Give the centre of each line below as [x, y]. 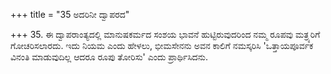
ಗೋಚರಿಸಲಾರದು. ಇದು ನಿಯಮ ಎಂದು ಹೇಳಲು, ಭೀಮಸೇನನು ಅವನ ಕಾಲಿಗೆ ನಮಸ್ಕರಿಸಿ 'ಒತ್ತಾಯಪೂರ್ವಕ [162, 45]
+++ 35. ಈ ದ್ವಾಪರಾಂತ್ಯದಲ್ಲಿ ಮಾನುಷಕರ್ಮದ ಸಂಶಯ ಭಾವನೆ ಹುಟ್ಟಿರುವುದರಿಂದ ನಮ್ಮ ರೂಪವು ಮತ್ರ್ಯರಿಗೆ [165, 34]
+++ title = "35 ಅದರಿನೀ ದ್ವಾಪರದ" [70, 14]
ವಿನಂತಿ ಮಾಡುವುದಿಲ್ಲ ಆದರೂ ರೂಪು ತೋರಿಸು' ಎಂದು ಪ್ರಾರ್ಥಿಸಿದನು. [109, 57]
